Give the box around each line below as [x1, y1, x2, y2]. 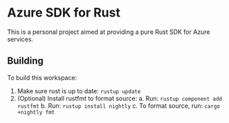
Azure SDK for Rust [7, 5, 121, 21]
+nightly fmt [17, 108, 55, 115]
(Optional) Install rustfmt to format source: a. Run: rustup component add [17, 94, 223, 102]
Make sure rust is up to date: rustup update [17, 86, 141, 95]
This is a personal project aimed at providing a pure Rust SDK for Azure [7, 28, 210, 36]
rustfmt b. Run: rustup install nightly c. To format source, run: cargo [17, 102, 220, 110]
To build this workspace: [7, 73, 77, 82]
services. [7, 35, 33, 43]
